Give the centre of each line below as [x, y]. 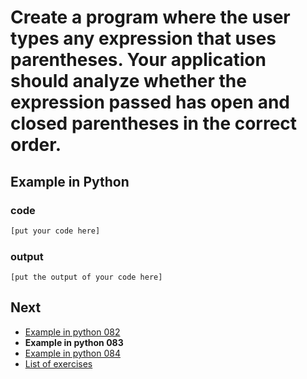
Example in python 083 [74, 342]
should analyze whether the [128, 81]
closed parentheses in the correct [154, 123]
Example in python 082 [72, 332]
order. [36, 145]
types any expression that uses [143, 38]
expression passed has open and [150, 102]
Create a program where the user [150, 17]
